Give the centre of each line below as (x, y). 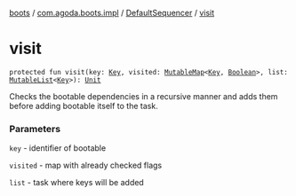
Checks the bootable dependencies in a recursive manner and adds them (144, 96)
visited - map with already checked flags (86, 165)
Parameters (35, 129)
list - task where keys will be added (76, 183)
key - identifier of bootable (58, 148)
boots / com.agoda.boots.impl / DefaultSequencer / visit (112, 13)
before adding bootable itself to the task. (84, 106)
